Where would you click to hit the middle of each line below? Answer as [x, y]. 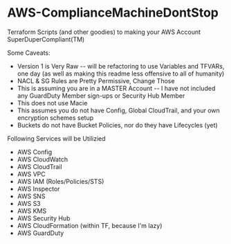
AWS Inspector [38, 189]
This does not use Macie [52, 103]
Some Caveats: [29, 53]
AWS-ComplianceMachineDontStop [113, 13]
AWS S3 [29, 203]
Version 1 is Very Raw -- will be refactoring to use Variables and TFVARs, [121, 66]
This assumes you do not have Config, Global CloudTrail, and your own [118, 110]
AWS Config [35, 152]
